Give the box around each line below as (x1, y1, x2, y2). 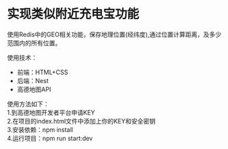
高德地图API (16, 85, 51, 93)
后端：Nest (16, 76, 49, 84)
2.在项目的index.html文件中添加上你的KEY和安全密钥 (7, 117, 156, 125)
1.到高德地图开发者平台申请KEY (7, 108, 96, 117)
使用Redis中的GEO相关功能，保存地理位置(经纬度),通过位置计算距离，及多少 (7, 30, 222, 38)
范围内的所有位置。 (7, 38, 62, 47)
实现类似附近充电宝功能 (7, 6, 140, 22)
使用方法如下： (7, 100, 49, 108)
